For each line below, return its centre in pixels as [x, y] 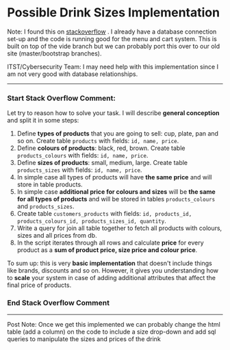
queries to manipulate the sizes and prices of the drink [84, 339]
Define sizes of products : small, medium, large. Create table [102, 163]
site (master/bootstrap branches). [54, 53]
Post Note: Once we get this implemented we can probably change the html [114, 324]
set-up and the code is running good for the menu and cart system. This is [112, 38]
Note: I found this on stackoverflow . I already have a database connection [112, 32]
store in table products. [50, 185]
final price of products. [39, 285]
